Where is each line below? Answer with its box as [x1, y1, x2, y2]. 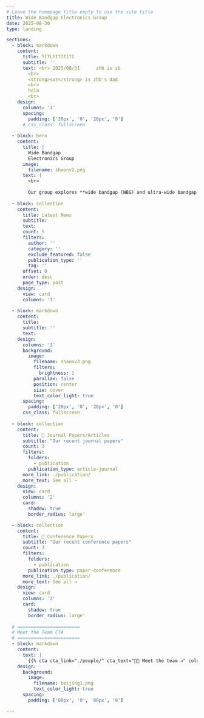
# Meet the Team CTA [12, 629, 64, 635]
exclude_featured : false [28, 251, 91, 258]
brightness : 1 [38, 370, 75, 376]
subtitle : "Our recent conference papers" [22, 539, 132, 545]
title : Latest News [22, 212, 72, 218]
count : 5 [22, 229, 45, 235]
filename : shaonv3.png [33, 359, 91, 365]
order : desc [22, 274, 53, 280]
